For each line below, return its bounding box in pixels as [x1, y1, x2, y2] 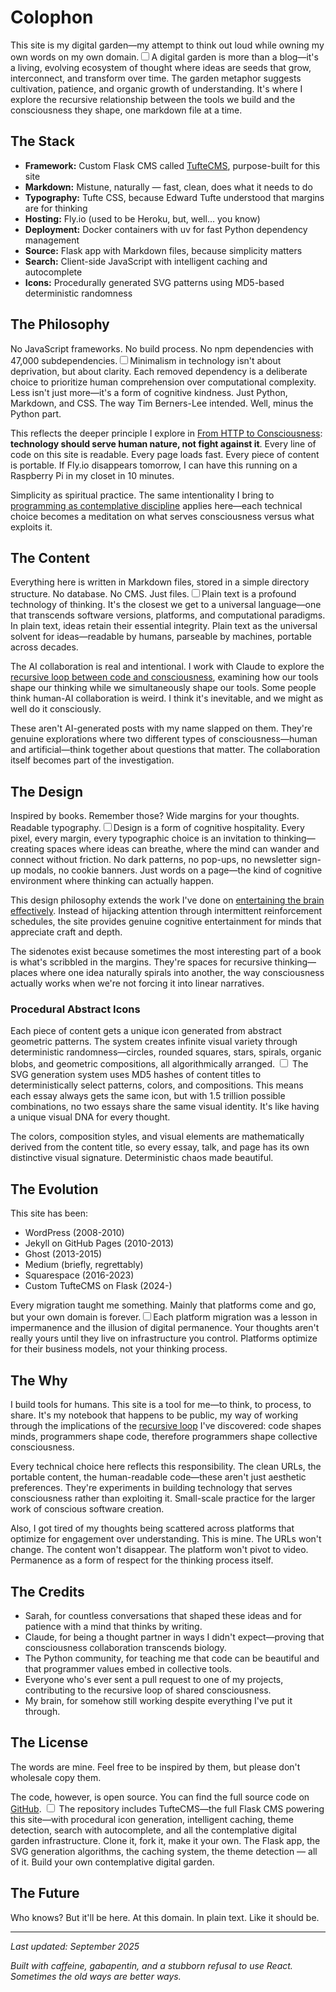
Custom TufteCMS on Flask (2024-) [24, 1280, 173, 1292]
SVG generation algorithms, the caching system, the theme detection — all [10, 1845, 318, 1857]
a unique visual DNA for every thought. [10, 1111, 171, 1123]
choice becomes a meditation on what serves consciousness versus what [10, 510, 315, 522]
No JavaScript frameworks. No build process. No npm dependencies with [10, 342, 314, 355]
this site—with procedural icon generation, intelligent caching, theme [10, 1813, 294, 1825]
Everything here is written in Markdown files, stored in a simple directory [10, 576, 310, 588]
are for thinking [24, 202, 88, 214]
